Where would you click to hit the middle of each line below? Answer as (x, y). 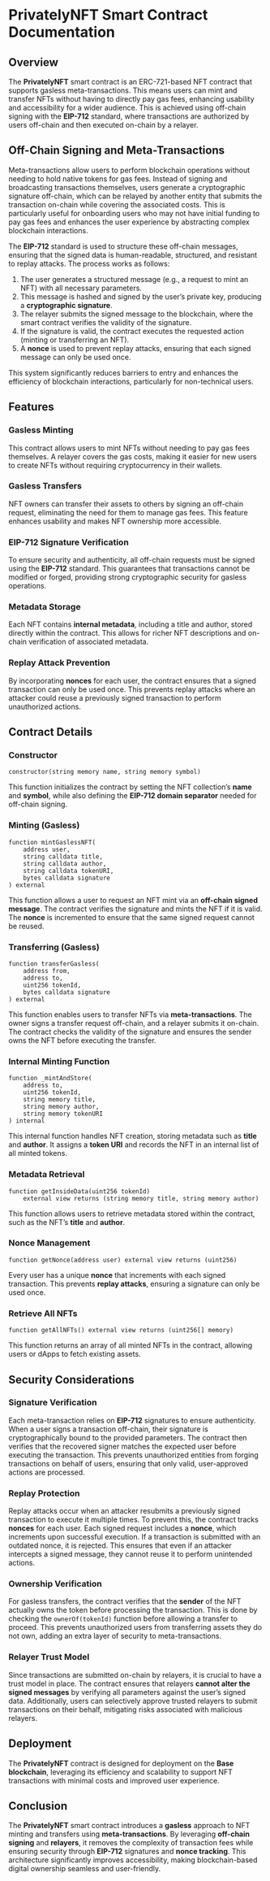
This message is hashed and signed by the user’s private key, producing (141, 296)
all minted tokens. (38, 1153)
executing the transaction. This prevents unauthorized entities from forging (134, 1455)
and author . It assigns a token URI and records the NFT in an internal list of (134, 1145)
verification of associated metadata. (88, 642)
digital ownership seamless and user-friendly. (85, 1869)
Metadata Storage (45, 607)
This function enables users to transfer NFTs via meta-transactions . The (131, 1014)
